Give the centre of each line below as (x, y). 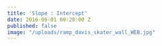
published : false (32, 26)
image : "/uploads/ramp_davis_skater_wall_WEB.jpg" (81, 32)
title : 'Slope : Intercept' (48, 13)
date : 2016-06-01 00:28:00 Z (49, 20)
